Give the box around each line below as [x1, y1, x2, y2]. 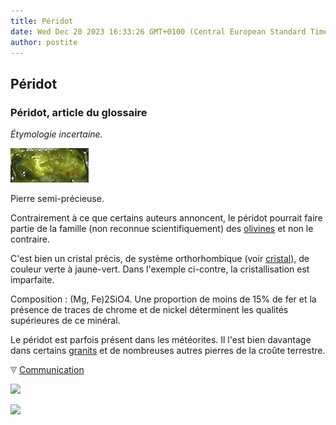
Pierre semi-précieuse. [10, 193, 105, 205]
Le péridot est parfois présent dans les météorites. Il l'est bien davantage [10, 334, 312, 346]
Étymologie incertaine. [10, 128, 103, 140]
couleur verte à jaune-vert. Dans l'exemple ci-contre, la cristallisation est [10, 263, 310, 275]
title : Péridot [10, 16, 74, 26]
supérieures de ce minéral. [10, 315, 121, 327]
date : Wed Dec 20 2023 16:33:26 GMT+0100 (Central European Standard [10, 26, 307, 37]
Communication [18, 364, 85, 376]
